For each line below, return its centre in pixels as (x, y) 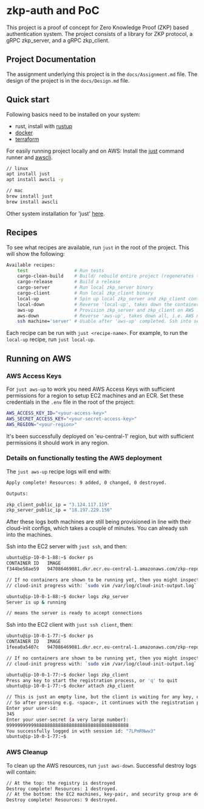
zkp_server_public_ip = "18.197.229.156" (59, 510)
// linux (17, 168)
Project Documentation (51, 59)
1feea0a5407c (23, 647)
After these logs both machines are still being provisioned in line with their (99, 522)
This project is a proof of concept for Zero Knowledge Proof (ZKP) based (98, 27)
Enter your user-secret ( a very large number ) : (68, 720)
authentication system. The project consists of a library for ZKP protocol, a (100, 33)
